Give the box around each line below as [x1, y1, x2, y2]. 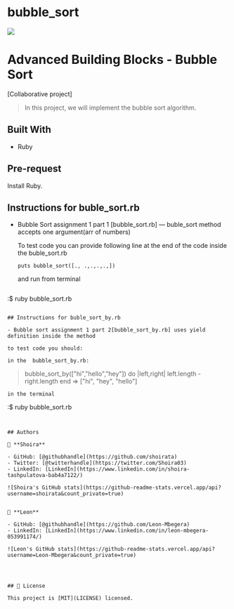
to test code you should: [7, 345, 83, 352]
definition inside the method [7, 333, 96, 340]
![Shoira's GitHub [7, 484, 61, 492]
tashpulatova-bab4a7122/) [7, 472, 83, 479]
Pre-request [7, 163, 62, 175]
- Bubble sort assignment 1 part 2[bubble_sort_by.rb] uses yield [7, 327, 206, 334]
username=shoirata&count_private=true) [7, 490, 124, 497]
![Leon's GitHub [7, 546, 55, 553]
